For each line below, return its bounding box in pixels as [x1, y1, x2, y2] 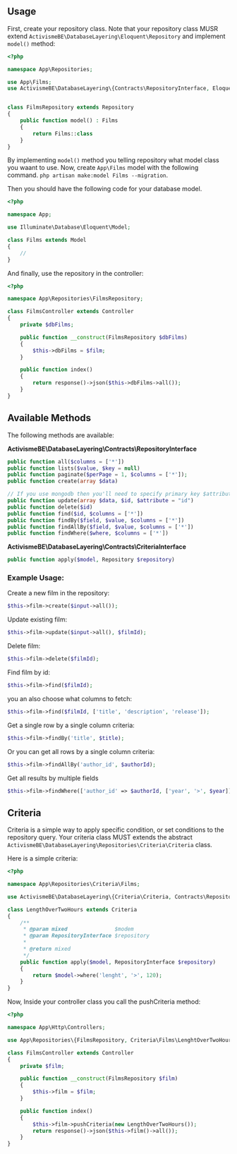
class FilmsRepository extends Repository [7, 104, 134, 111]
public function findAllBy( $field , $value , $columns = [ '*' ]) [7, 523, 194, 530]
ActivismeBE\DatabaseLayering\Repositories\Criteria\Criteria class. [7, 841, 213, 849]
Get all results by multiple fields [7, 774, 99, 782]
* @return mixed [23, 945, 71, 953]
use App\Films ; [7, 78, 52, 85]
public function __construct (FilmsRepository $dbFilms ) [20, 334, 188, 341]
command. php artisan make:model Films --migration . [7, 171, 169, 179]
